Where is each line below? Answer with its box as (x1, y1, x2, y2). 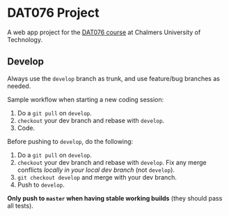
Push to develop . (17, 180, 65, 189)
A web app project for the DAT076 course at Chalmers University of (7, 28, 201, 36)
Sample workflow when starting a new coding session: (7, 95, 164, 103)
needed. (7, 82, 31, 90)
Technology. (7, 35, 43, 43)
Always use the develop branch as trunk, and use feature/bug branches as (7, 74, 221, 82)
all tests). (7, 201, 33, 210)
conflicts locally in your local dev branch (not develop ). (17, 166, 175, 174)
